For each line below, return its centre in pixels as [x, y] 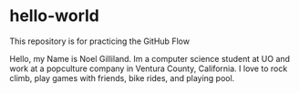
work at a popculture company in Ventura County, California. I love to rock [149, 68]
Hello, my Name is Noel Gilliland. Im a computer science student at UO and [149, 58]
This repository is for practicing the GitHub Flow [99, 41]
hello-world [55, 16]
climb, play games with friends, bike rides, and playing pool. [122, 77]
